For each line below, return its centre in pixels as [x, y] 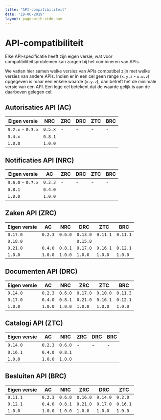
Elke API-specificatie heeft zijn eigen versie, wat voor [59, 56]
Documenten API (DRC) [41, 271]
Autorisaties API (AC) [38, 107]
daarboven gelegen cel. [29, 92]
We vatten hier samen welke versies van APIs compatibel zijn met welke [78, 71]
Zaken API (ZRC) [31, 213]
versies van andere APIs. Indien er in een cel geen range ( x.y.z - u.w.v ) [77, 76]
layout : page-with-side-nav [34, 19]
